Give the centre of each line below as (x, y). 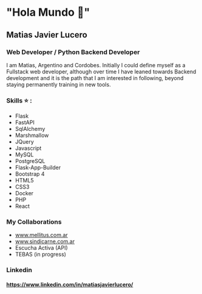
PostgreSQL (30, 161)
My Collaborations (34, 222)
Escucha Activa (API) (41, 248)
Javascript (28, 149)
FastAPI (25, 122)
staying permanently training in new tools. (59, 84)
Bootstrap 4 (30, 174)
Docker (24, 193)
